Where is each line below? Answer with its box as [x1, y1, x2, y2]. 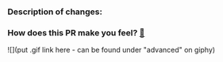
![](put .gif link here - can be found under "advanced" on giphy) [7, 46, 216, 55]
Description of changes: [7, 6, 102, 17]
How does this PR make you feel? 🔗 [7, 27, 145, 38]
